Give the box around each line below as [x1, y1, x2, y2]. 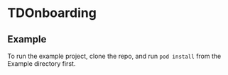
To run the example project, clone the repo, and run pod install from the [7, 52, 222, 60]
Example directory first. [7, 59, 76, 68]
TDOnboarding [7, 5, 97, 21]
